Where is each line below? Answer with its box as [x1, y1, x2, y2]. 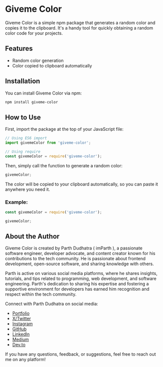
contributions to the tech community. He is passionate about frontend [5, 256, 146, 262]
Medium [12, 336, 29, 342]
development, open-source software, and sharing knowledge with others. [5, 261, 154, 267]
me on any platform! [5, 357, 46, 363]
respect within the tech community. [5, 291, 77, 297]
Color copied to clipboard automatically [12, 62, 92, 68]
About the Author [5, 232, 60, 241]
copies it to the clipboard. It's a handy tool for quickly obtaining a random [5, 25, 153, 31]
